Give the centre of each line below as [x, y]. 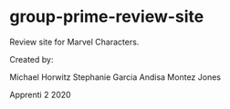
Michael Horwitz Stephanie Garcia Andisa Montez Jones [115, 77]
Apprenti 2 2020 [40, 94]
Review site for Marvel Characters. [74, 42]
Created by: [31, 59]
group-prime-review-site [107, 17]
